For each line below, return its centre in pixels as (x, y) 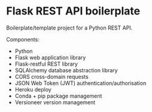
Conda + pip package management (58, 96)
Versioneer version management (55, 102)
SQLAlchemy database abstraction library (66, 70)
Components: (23, 39)
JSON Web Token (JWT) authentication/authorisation (80, 83)
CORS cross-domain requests (51, 76)
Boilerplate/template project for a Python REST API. (69, 28)
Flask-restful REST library (46, 64)
